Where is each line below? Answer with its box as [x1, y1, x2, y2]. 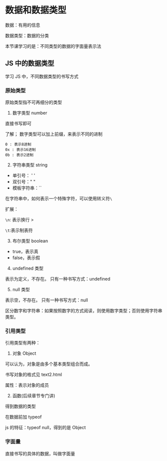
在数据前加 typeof [5, 414, 42, 420]
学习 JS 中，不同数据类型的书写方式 [5, 73, 79, 79]
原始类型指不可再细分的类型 [5, 99, 62, 105]
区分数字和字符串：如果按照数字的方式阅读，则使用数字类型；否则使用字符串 [5, 307, 163, 314]
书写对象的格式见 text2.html [5, 372, 62, 378]
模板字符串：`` [12, 185, 42, 191]
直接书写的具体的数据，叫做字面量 [5, 451, 75, 457]
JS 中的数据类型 [5, 59, 54, 68]
